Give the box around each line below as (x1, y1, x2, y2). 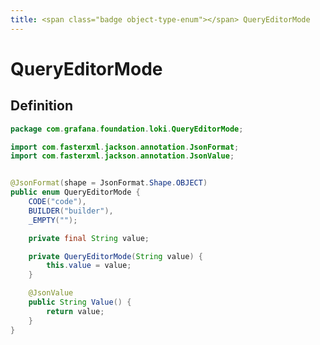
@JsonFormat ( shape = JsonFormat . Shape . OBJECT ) (10, 178, 208, 188)
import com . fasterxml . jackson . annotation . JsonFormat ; (10, 142, 240, 152)
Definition (10, 97, 73, 115)
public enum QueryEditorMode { (10, 187, 141, 198)
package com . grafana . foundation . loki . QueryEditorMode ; (10, 124, 244, 134)
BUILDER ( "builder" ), (28, 206, 114, 216)
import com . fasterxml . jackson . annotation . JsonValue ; (10, 151, 235, 161)
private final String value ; (28, 233, 150, 243)
